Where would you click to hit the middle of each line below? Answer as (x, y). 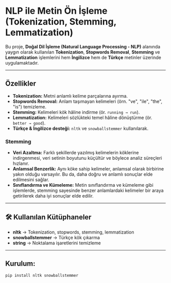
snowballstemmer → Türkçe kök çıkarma (56, 237)
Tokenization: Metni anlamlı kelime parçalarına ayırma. (70, 96)
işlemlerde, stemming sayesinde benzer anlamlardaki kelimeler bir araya (88, 190)
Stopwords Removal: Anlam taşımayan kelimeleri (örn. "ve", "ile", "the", (88, 101)
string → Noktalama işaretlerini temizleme (56, 243)
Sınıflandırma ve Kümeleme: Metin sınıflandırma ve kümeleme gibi (83, 185)
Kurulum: (20, 264)
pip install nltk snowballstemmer (42, 275)
